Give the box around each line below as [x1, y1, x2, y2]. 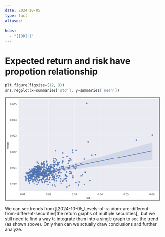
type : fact [5, 13, 27, 18]
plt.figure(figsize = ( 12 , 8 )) [5, 82, 65, 88]
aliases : [5, 18, 23, 23]
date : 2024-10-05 [5, 8, 41, 13]
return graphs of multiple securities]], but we [64, 211, 155, 216]
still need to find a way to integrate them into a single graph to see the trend [5, 216, 159, 222]
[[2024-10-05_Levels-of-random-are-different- [55, 205, 151, 211]
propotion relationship [5, 66, 98, 77]
